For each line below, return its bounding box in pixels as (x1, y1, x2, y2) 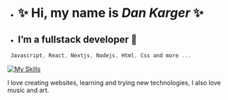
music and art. (7, 86, 50, 94)
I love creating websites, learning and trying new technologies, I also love (7, 78, 222, 87)
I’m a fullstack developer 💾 (17, 33, 137, 45)
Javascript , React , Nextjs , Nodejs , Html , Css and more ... (10, 52, 192, 59)
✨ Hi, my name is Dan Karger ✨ (17, 5, 204, 21)
